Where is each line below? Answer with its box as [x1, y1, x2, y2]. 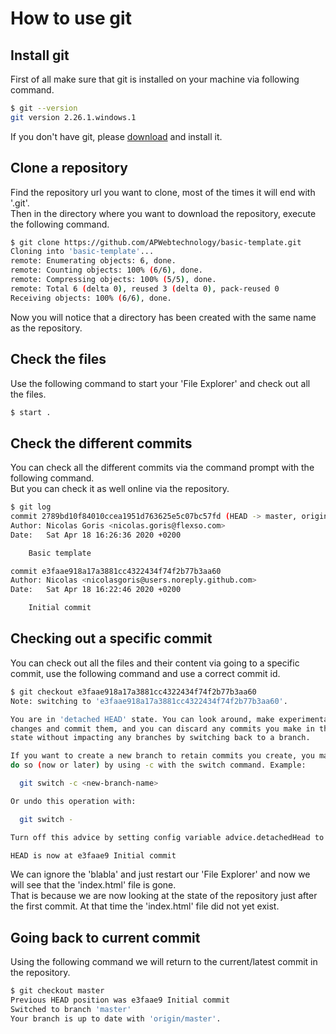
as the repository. [10, 322, 83, 334]
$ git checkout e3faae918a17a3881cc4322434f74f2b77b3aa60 [10, 687, 257, 697]
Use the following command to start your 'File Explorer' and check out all [10, 377, 311, 389]
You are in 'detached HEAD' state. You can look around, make [10, 714, 275, 724]
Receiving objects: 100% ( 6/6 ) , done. [10, 293, 172, 303]
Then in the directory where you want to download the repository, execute [10, 207, 317, 219]
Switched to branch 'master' [10, 1004, 132, 1014]
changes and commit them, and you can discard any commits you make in [10, 723, 315, 734]
